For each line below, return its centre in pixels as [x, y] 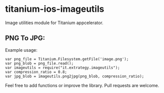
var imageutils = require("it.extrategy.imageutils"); [63, 67]
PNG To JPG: [25, 38]
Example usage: [21, 50]
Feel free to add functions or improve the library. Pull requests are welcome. [82, 85]
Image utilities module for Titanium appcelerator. [54, 23]
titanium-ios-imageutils [55, 9]
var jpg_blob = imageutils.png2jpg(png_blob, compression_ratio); [75, 76]
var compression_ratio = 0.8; [36, 72]
